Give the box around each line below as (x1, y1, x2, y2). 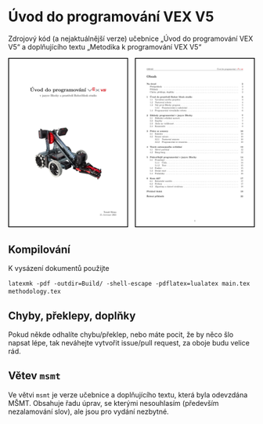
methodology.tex (8, 287, 61, 296)
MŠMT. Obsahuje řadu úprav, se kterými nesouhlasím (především (8, 398, 219, 408)
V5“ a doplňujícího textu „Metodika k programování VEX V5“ (8, 42, 202, 51)
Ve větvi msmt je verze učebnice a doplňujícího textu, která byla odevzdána (8, 389, 248, 400)
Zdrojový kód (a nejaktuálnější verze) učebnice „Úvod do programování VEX (8, 34, 254, 43)
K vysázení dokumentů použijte (8, 264, 110, 273)
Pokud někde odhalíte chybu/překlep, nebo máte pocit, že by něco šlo (8, 330, 234, 339)
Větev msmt (8, 369, 61, 382)
